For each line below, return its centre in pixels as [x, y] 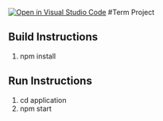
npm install [38, 56]
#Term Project [131, 12]
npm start [35, 108]
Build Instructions [53, 37]
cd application [43, 100]
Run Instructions [50, 81]
